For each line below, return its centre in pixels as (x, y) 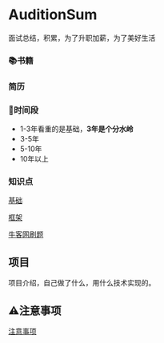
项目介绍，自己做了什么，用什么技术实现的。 (82, 283)
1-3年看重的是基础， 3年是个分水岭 (76, 129)
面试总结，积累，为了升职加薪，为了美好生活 (82, 38)
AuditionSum (53, 15)
